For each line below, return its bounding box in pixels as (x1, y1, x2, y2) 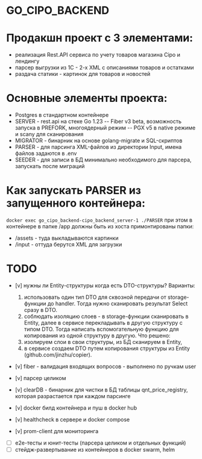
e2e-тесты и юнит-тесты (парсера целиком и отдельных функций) (14, 439, 186, 446)
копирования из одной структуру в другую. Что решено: (24, 332, 171, 339)
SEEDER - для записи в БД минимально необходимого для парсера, (14, 156, 192, 163)
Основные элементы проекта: (6, 92, 168, 105)
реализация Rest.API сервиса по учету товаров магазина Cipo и (14, 51, 181, 58)
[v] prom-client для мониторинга (14, 427, 99, 434)
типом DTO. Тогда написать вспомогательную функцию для (24, 325, 179, 333)
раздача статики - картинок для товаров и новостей (14, 70, 151, 78)
